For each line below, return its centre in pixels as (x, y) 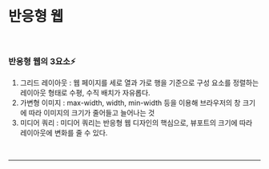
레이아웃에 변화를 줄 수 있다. (64, 133)
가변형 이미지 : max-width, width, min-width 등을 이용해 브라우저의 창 (130, 103)
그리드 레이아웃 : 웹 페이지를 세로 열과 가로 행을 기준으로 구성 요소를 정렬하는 (139, 83)
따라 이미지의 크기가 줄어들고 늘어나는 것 (92, 113)
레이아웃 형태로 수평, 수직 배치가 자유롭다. (85, 93)
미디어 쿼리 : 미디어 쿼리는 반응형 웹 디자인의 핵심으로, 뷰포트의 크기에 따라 (136, 123)
